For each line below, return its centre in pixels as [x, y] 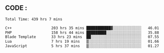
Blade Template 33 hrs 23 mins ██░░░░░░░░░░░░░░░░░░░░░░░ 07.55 [82, 37]
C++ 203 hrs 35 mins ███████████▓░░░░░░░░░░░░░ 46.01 [82, 28]
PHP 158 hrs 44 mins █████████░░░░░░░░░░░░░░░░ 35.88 [82, 33]
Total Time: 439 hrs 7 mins [34, 19]
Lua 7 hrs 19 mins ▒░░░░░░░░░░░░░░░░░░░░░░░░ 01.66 [82, 42]
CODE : [16, 8]
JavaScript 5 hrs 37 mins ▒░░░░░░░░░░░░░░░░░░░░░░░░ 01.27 [82, 46]
